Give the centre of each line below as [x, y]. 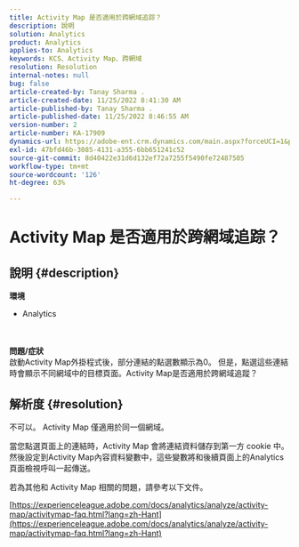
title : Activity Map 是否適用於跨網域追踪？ [85, 17]
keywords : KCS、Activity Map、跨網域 [76, 59]
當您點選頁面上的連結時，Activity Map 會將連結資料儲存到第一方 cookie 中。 [149, 446]
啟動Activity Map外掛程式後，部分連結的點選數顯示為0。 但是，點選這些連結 [149, 362]
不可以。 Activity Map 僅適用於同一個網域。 [89, 427]
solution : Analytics [48, 34]
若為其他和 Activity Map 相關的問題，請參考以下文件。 [109, 487]
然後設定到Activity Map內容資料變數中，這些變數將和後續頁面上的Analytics [147, 457]
